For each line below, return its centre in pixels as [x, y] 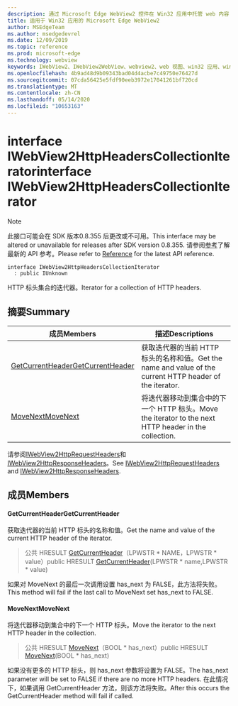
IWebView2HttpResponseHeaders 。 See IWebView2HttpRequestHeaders [113, 463]
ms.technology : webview [42, 60]
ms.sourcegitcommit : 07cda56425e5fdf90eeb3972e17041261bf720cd [103, 80]
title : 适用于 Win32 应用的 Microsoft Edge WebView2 [84, 21]
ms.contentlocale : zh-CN [44, 93]
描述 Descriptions [184, 333]
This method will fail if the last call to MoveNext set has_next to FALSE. [110, 592]
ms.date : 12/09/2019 [38, 40]
